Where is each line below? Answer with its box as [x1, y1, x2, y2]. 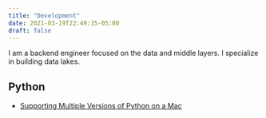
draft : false [8, 26, 52, 34]
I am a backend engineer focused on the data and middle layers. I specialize [8, 49, 259, 58]
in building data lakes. [8, 57, 81, 66]
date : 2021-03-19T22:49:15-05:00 [8, 19, 120, 27]
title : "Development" [8, 11, 81, 20]
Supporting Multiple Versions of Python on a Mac [19, 101, 182, 111]
